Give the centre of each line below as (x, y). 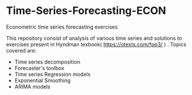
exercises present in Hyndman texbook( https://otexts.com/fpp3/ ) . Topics (96, 44)
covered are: (21, 50)
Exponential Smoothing (42, 80)
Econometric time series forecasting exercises (62, 27)
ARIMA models (32, 86)
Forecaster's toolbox (39, 68)
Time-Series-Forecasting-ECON (86, 11)
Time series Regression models (52, 74)
